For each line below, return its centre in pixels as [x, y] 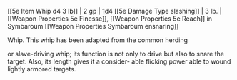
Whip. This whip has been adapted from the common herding [97, 40]
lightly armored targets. [42, 69]
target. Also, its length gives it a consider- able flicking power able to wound [119, 61]
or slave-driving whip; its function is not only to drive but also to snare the [116, 54]
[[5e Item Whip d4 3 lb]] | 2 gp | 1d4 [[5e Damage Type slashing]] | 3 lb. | [115, 11]
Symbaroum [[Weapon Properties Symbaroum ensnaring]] [93, 26]
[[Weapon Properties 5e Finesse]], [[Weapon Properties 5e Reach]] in [110, 19]
